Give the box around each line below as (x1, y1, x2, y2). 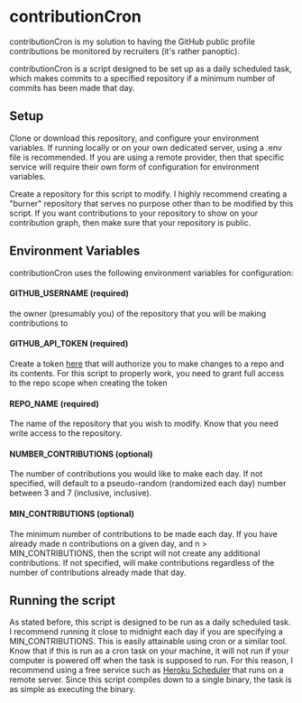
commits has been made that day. (9, 82, 135, 93)
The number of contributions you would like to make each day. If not (9, 468, 263, 479)
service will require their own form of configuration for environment (9, 161, 260, 172)
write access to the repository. (9, 428, 123, 439)
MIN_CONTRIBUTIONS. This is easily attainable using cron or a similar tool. (9, 636, 288, 647)
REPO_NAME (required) (9, 398, 99, 409)
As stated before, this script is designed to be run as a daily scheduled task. (9, 616, 291, 628)
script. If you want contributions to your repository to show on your (9, 208, 259, 218)
